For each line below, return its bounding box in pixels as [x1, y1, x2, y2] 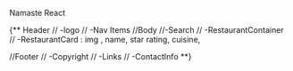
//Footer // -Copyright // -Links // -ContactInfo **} [9, 51, 192, 61]
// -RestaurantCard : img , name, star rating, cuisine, [9, 35, 201, 44]
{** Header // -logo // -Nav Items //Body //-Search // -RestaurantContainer [9, 25, 284, 35]
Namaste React [9, 8, 66, 18]
